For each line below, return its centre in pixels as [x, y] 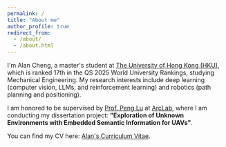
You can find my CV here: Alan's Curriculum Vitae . [79, 136]
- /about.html [34, 46]
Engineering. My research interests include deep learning [123, 80]
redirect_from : [29, 33]
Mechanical [23, 80]
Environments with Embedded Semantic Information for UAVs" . [100, 122]
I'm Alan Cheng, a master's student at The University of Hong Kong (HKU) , [113, 65]
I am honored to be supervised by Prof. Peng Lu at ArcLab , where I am [107, 108]
